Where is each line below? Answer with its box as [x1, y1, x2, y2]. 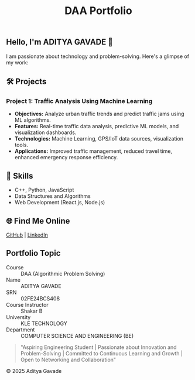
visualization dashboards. [14, 129, 77, 136]
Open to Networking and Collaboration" [20, 356, 116, 363]
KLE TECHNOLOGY [20, 320, 67, 327]
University [6, 313, 31, 320]
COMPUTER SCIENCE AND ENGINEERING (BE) [20, 332, 134, 339]
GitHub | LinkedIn [6, 231, 48, 238]
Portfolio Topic [6, 248, 61, 258]
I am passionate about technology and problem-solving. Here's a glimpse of [6, 53, 189, 60]
